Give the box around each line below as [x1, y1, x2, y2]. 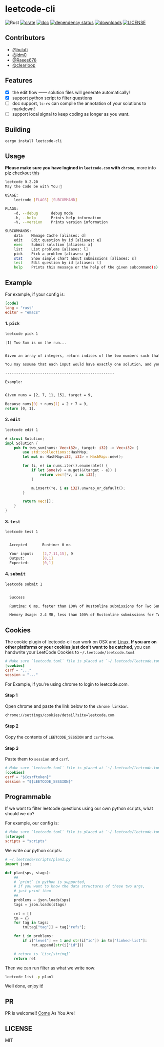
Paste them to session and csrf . [5, 756, 70, 762]
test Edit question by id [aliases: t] [14, 260, 102, 266]
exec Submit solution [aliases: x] [14, 242, 93, 247]
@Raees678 [12, 57, 37, 63]
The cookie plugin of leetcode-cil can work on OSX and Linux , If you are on [5, 639, 157, 645]
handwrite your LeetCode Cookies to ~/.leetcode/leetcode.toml [5, 649, 135, 655]
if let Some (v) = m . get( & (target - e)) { [31, 468, 117, 473]
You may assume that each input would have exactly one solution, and [5, 362, 152, 367]
